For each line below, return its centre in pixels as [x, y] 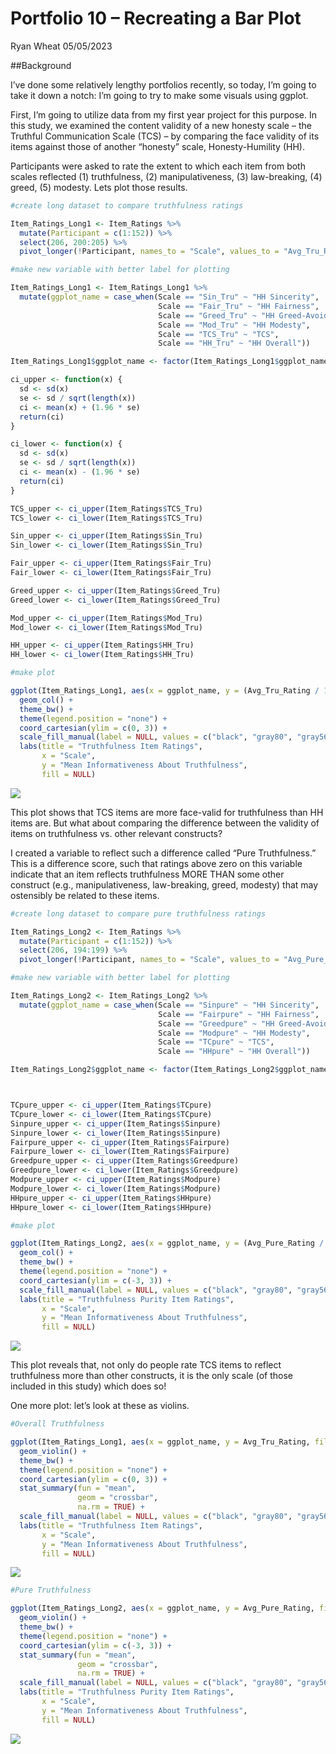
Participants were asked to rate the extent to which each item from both [158, 166]
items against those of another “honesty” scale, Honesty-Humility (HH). [157, 146]
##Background [41, 65]
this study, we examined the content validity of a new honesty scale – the [161, 125]
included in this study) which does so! [88, 1386]
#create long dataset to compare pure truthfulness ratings [138, 913]
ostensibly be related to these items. [85, 895]
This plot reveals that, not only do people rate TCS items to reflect [146, 1365]
